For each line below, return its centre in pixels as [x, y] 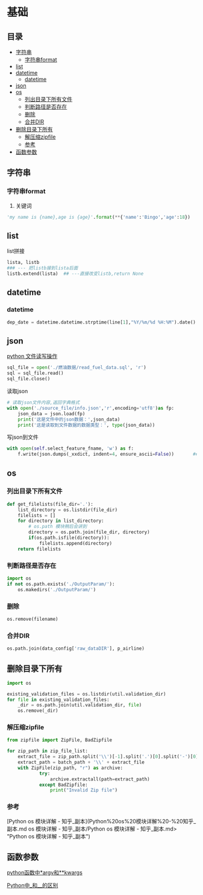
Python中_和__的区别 [33, 885]
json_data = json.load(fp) [52, 413]
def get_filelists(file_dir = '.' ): [50, 504]
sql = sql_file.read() [35, 373]
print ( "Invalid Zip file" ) [84, 790]
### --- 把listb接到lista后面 [42, 268]
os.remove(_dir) [38, 711]
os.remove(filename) [33, 619]
